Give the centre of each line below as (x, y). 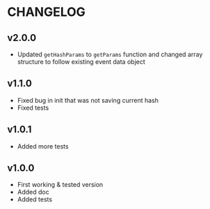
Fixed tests (33, 108)
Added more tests (43, 146)
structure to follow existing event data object (81, 62)
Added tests (35, 199)
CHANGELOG (46, 12)
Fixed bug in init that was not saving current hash (88, 100)
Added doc (33, 192)
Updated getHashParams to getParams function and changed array (110, 54)
